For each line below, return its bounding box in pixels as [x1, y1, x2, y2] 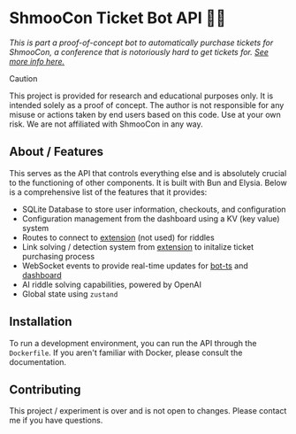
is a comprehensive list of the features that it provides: [9, 186, 208, 198]
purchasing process [21, 251, 95, 261]
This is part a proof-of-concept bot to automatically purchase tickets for [9, 37, 274, 48]
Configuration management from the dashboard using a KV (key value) [21, 213, 280, 224]
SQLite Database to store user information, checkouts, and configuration [21, 204, 286, 214]
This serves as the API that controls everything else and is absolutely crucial [9, 167, 287, 178]
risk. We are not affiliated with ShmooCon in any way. [9, 119, 203, 129]
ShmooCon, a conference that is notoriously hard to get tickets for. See [9, 46, 269, 57]
